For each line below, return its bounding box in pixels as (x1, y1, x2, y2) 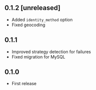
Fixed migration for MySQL (11, 54, 65, 60)
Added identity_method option (11, 16, 73, 22)
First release (11, 81, 37, 87)
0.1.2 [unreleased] (4, 4, 61, 12)
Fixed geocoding (11, 22, 46, 28)
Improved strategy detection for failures (11, 48, 91, 55)
